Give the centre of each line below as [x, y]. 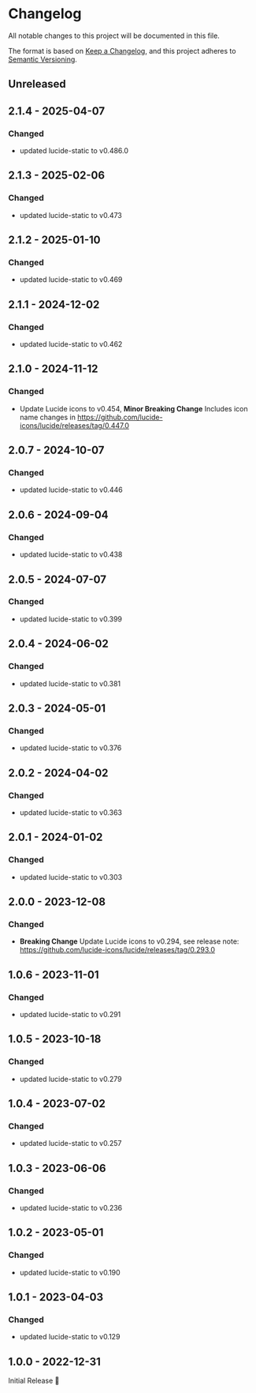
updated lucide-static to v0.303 [71, 877]
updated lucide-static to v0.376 [70, 748]
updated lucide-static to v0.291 [70, 1014]
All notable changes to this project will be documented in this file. [114, 36]
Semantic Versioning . [43, 59]
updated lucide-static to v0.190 [70, 1272]
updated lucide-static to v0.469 [71, 280]
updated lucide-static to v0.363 [70, 812]
